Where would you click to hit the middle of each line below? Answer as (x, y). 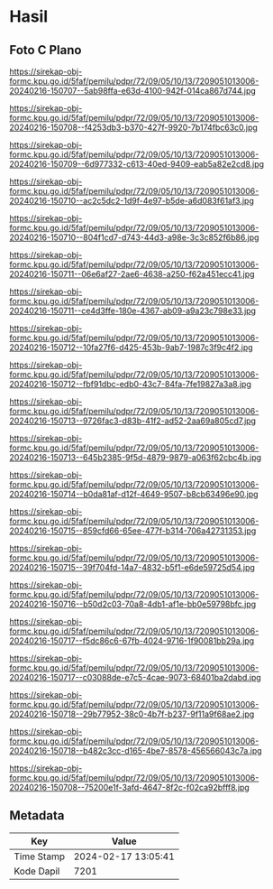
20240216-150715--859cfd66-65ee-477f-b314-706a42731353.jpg (133, 531)
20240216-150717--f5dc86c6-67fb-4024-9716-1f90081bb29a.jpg (132, 641)
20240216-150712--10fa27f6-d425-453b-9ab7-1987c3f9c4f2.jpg (132, 347)
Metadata (37, 815)
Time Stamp (40, 857)
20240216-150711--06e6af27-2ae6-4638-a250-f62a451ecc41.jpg (132, 274)
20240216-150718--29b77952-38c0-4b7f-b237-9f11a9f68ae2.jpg (132, 714)
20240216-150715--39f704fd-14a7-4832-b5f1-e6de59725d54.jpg (132, 567)
